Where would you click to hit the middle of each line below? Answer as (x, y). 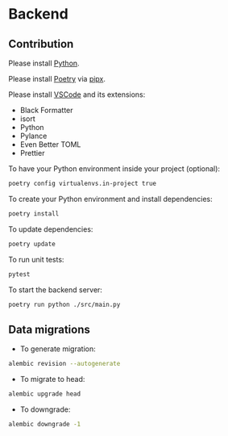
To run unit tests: (36, 259)
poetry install (34, 214)
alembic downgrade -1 (45, 424)
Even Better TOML (50, 145)
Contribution (41, 44)
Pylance (33, 136)
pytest (19, 274)
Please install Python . (44, 63)
